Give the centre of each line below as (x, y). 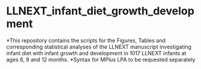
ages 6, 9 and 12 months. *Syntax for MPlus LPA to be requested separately (101, 59)
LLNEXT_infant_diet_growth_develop (101, 11)
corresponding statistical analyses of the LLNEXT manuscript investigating (99, 47)
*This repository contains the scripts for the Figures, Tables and (86, 40)
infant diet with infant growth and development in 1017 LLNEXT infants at (96, 53)
